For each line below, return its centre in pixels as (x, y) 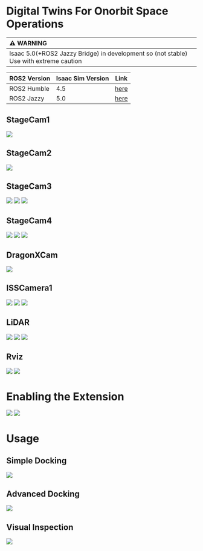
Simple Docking (37, 461)
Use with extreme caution (46, 60)
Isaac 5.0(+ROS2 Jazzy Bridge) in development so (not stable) (98, 53)
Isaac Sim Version (83, 78)
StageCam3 (29, 186)
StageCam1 (28, 120)
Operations (35, 24)
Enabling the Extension (65, 396)
